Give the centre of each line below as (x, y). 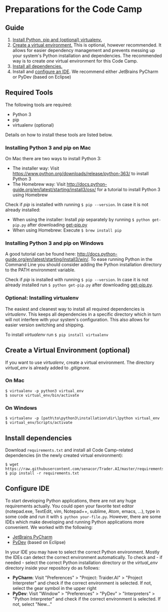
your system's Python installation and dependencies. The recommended (87, 56)
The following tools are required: (39, 105)
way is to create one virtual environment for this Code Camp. (75, 61)
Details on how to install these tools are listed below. (59, 135)
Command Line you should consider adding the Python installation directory (83, 265)
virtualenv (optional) (33, 125)
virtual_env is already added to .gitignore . (48, 368)
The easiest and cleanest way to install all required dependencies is (75, 309)
